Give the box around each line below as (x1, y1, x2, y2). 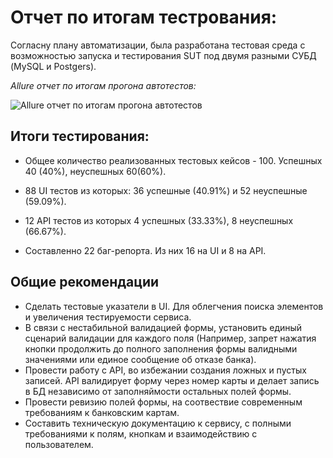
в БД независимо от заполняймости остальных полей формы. (24, 385, 292, 397)
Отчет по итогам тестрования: (10, 6, 278, 29)
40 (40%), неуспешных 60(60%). (24, 165, 167, 177)
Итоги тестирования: (10, 128, 150, 145)
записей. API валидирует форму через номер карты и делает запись (24, 374, 320, 386)
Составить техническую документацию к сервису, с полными (24, 417, 292, 429)
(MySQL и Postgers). (10, 60, 97, 72)
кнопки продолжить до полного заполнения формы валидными (24, 342, 298, 355)
